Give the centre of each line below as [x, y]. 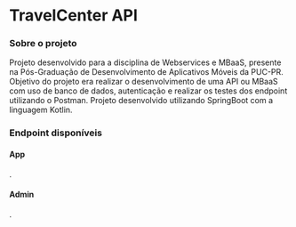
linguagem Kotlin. [41, 110]
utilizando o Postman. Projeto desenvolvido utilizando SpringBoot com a [141, 101]
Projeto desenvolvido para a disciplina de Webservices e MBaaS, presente [145, 62]
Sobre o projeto [43, 44]
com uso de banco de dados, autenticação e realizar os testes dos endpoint [148, 91]
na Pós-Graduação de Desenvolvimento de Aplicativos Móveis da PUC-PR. [147, 72]
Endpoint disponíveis [56, 133]
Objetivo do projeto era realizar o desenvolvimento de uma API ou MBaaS [144, 82]
